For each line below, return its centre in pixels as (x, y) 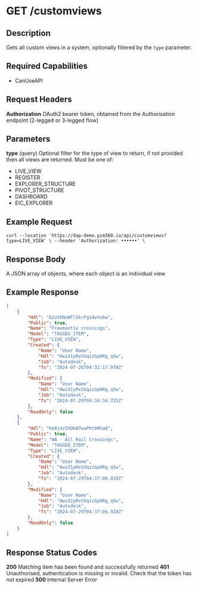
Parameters (28, 139)
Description (28, 33)
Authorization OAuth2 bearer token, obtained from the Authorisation (91, 114)
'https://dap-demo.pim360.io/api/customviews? (108, 236)
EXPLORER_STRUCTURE (45, 184)
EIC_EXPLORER (34, 203)
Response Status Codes (52, 553)
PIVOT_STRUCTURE (39, 190)
